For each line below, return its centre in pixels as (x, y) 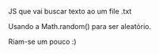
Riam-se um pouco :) (42, 41)
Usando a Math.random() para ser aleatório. (80, 26)
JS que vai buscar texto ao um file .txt (70, 11)
